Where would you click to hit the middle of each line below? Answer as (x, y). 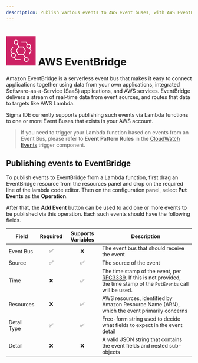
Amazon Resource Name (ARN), (141, 304)
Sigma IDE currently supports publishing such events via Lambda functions (97, 114)
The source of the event (131, 263)
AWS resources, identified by (137, 298)
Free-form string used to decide (141, 319)
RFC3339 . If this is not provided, (141, 278)
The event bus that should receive (143, 248)
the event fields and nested (135, 346)
